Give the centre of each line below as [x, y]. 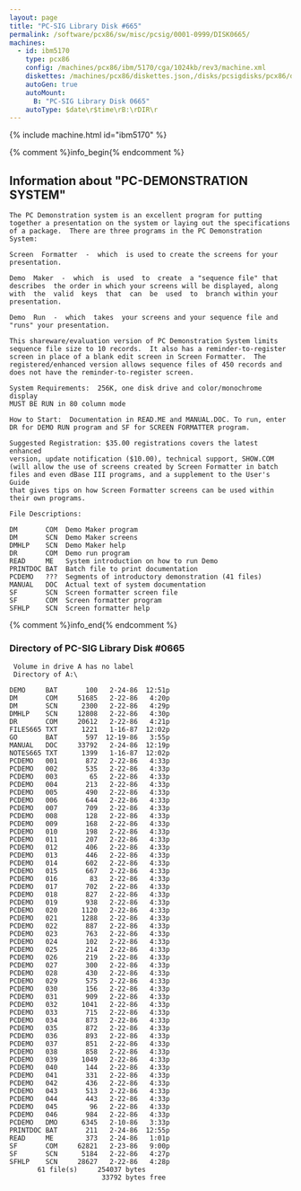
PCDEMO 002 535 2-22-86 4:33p [90, 769]
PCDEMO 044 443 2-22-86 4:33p [90, 1099]
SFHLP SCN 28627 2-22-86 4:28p [90, 1162]
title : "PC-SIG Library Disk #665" [76, 26]
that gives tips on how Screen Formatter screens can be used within [142, 490]
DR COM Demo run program [69, 553]
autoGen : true [52, 84]
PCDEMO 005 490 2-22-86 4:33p [90, 793]
